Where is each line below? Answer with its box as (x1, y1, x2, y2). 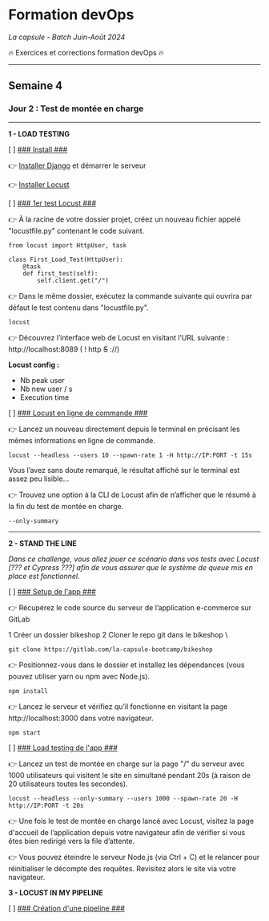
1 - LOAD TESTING (8, 128, 70, 138)
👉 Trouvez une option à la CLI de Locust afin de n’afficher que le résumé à (8, 490, 256, 499)
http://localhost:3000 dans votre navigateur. (8, 713, 154, 723)
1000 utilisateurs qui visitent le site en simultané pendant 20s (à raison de (8, 770, 251, 780)
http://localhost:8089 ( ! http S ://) (8, 344, 120, 354)
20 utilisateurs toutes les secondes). (8, 779, 128, 789)
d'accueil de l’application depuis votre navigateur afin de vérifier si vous (8, 827, 246, 837)
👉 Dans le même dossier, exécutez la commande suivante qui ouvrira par (8, 291, 253, 300)
